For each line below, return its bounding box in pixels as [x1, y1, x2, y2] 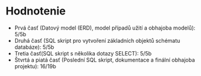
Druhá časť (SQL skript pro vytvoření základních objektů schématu [14, 37, 180, 44]
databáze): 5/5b [14, 43, 55, 51]
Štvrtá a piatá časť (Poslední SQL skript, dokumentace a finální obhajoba [14, 56, 196, 63]
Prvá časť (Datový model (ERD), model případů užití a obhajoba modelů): [14, 24, 196, 31]
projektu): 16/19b [14, 62, 57, 70]
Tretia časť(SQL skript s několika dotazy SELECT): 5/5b [14, 49, 152, 57]
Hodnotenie [5, 4, 66, 18]
